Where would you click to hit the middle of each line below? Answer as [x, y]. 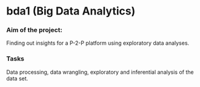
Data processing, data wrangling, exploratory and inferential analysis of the [100, 72]
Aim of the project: [34, 30]
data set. [17, 78]
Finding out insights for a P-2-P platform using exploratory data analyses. [98, 43]
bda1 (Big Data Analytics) [71, 11]
